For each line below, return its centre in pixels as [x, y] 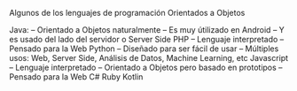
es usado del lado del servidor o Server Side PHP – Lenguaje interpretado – [147, 39]
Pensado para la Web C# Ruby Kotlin [76, 77]
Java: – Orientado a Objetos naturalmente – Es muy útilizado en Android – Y [147, 30]
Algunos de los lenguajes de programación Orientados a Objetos [127, 13]
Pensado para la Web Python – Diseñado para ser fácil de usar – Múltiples [144, 49]
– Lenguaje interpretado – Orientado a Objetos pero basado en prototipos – [146, 67]
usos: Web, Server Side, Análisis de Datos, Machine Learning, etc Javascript [149, 58]
